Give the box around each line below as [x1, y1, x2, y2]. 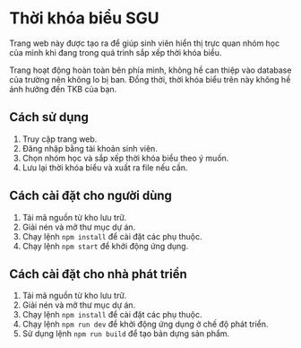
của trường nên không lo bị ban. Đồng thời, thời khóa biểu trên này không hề [9, 74, 291, 84]
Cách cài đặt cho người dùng [9, 188, 173, 204]
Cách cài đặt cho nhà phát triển [9, 266, 188, 282]
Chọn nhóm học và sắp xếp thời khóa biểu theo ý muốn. [21, 152, 229, 163]
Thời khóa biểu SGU [9, 8, 159, 29]
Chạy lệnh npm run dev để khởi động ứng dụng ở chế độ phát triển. [21, 318, 269, 330]
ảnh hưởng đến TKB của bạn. [9, 83, 117, 94]
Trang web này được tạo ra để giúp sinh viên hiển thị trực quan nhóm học [9, 38, 280, 48]
